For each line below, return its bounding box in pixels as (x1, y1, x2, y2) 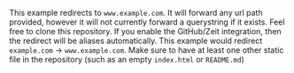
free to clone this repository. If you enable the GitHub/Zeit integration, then (9, 26, 282, 36)
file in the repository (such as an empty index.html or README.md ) (9, 55, 245, 64)
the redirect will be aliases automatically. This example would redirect (9, 35, 263, 46)
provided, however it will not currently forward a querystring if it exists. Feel (9, 17, 285, 27)
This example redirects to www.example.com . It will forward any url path (9, 8, 263, 18)
